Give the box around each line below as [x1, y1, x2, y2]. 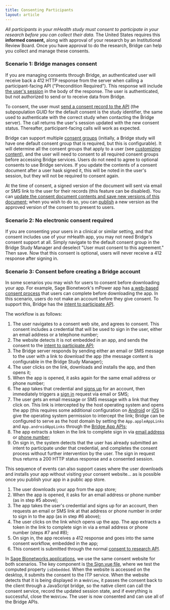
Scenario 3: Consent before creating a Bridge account [5, 268, 141, 275]
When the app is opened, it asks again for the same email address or [12, 375, 156, 381]
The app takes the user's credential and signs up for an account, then [12, 503, 158, 509]
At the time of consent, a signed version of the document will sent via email [5, 182, 162, 189]
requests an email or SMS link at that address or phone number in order [12, 508, 162, 514]
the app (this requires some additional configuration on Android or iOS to [12, 407, 164, 413]
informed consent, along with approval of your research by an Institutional [5, 37, 161, 43]
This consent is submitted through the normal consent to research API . [12, 546, 160, 552]
